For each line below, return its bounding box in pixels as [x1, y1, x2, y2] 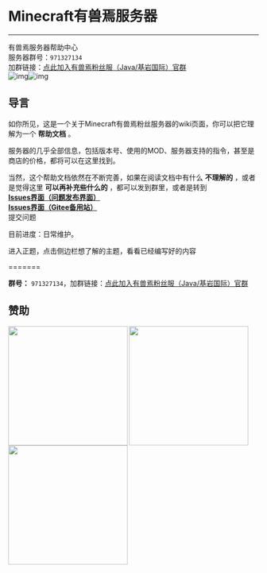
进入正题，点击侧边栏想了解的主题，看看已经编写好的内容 [8, 246, 196, 255]
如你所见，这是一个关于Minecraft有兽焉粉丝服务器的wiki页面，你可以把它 [8, 118, 248, 128]
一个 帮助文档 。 [21, 129, 75, 138]
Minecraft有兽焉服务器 [8, 7, 157, 25]
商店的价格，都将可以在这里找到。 [8, 156, 120, 165]
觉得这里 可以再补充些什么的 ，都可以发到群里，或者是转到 [14, 182, 207, 192]
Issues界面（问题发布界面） [8, 192, 101, 202]
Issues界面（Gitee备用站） [8, 202, 98, 211]
